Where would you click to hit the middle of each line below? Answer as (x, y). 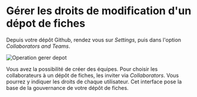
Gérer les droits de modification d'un (99, 11)
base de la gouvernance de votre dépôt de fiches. (68, 88)
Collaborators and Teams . (38, 46)
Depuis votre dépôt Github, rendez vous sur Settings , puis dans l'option (94, 40)
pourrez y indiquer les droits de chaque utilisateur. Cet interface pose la (94, 82)
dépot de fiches (46, 23)
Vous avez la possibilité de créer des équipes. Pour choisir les (82, 69)
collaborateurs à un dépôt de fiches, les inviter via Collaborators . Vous (93, 75)
